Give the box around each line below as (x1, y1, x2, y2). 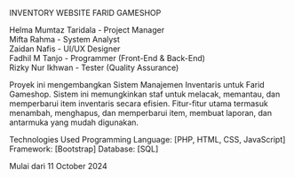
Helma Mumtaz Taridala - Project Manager (9, 25, 165, 35)
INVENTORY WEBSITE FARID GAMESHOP (9, 8, 162, 18)
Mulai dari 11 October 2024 (9, 161, 108, 171)
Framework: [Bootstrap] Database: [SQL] (9, 143, 159, 154)
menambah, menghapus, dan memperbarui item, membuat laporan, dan (9, 108, 273, 118)
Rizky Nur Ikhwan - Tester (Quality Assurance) (9, 62, 179, 73)
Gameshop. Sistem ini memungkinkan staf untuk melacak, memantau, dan (9, 89, 281, 99)
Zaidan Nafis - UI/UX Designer (9, 43, 121, 54)
